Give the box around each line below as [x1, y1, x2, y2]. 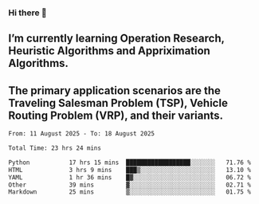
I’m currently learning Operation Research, [8, 32, 225, 45]
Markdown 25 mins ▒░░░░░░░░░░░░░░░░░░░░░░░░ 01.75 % [8, 188, 251, 196]
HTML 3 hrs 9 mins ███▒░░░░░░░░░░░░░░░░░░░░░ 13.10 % [8, 166, 251, 174]
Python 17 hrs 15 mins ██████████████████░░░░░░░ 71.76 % [8, 159, 251, 167]
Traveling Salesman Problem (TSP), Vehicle [8, 96, 229, 110]
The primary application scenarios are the [8, 84, 221, 97]
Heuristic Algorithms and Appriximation [8, 44, 211, 58]
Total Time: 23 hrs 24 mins [8, 144, 102, 152]
